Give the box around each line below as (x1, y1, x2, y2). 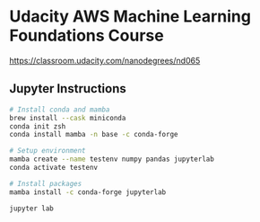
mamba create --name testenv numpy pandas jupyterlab (9, 155, 215, 164)
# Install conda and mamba (9, 105, 110, 114)
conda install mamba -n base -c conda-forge (9, 130, 178, 139)
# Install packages (9, 179, 82, 188)
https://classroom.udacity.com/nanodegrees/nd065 (9, 55, 201, 66)
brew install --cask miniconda (9, 113, 126, 122)
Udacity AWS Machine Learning (9, 6, 251, 27)
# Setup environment (9, 147, 87, 155)
